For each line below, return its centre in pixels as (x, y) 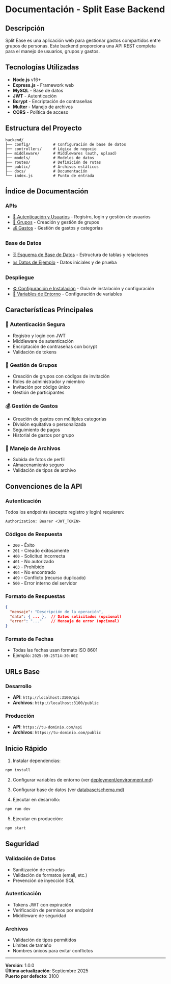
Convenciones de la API (44, 486)
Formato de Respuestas (35, 596)
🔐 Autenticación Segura (35, 324)
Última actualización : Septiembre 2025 (47, 971)
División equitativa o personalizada (49, 424)
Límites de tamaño (32, 945)
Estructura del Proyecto (44, 128)
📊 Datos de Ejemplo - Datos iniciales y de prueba (65, 262)
